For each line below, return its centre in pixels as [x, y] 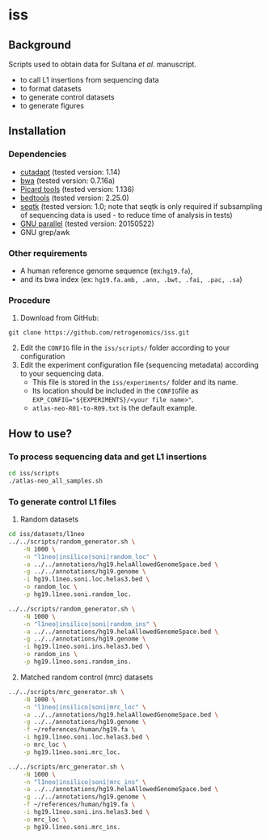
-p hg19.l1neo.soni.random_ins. [77, 662]
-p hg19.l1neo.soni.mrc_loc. [72, 752]
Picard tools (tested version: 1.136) [77, 189]
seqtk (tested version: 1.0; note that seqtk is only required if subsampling [141, 206]
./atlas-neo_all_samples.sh [56, 481]
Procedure [30, 300]
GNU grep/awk [45, 232]
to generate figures [52, 106]
